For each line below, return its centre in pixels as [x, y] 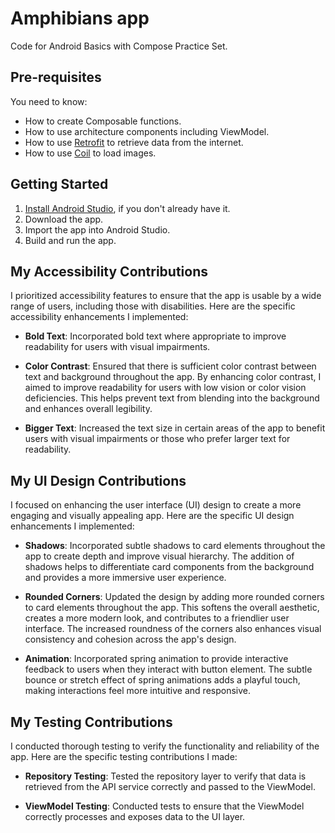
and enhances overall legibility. [88, 409]
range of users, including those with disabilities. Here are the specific [153, 306]
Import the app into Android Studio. [97, 229]
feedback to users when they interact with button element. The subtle [168, 669]
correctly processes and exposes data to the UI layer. [135, 816]
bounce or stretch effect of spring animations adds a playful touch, [162, 680]
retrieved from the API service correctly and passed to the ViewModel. [170, 786]
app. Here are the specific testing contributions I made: [124, 756]
